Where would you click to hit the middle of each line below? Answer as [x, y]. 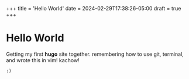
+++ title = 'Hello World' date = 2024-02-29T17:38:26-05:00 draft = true [94, 8]
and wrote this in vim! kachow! [43, 60]
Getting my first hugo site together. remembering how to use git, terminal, [95, 54]
